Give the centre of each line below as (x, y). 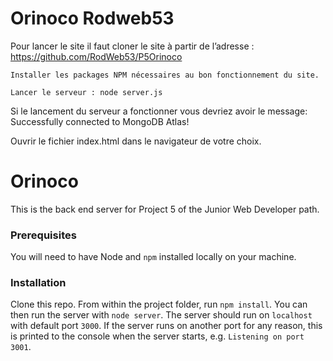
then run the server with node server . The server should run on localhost (161, 315)
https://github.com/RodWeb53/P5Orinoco (96, 56)
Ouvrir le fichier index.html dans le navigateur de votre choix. (136, 141)
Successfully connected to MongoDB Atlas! (100, 121)
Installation (38, 283)
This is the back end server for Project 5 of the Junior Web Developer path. (165, 209)
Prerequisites (43, 235)
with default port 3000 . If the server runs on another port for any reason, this (166, 326)
